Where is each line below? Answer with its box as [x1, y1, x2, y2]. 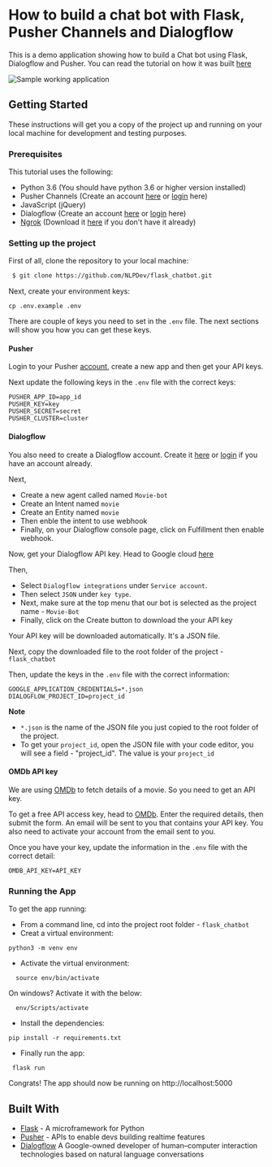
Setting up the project [8, 237, 96, 249]
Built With [8, 1102, 59, 1116]
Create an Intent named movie [19, 499, 120, 508]
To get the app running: [8, 904, 87, 914]
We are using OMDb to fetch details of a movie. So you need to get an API [8, 785, 256, 795]
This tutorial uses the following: [8, 167, 114, 176]
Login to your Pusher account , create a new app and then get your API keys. [8, 362, 264, 372]
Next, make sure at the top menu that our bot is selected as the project [19, 598, 257, 607]
